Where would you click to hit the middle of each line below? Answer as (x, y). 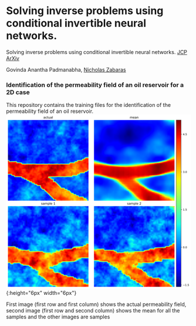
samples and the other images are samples (58, 317)
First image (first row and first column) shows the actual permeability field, (96, 304)
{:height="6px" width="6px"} (41, 293)
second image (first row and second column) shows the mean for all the (93, 310)
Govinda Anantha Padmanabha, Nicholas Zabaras (66, 69)
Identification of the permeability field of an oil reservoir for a (95, 85)
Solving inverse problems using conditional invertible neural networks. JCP (97, 52)
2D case (18, 92)
